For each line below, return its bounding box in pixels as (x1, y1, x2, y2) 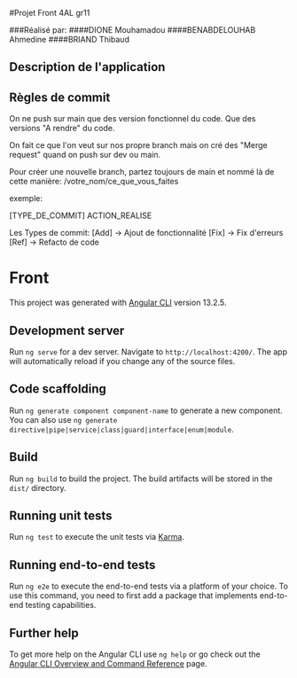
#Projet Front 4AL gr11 (9, 8, 90, 18)
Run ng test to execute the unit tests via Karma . (9, 532, 184, 542)
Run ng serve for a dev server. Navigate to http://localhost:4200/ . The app (9, 346, 288, 357)
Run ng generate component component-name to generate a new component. (9, 405, 284, 416)
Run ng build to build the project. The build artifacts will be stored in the (9, 473, 273, 484)
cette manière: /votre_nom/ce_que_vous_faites (9, 176, 179, 187)
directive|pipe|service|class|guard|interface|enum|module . (9, 424, 234, 434)
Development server (9, 323, 125, 338)
